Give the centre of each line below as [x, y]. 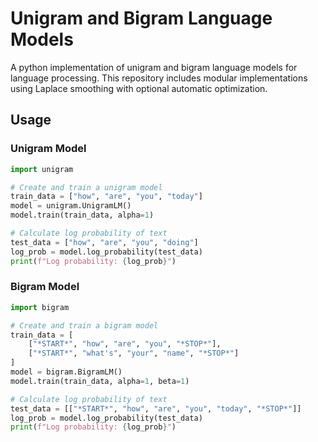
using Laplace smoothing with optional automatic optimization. [139, 88]
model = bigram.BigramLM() [66, 372]
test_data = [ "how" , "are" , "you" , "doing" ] [104, 242]
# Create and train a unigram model [86, 187]
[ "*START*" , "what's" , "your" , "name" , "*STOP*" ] [134, 353]
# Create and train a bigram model [84, 325]
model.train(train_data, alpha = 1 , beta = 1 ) [100, 381]
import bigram [40, 307]
